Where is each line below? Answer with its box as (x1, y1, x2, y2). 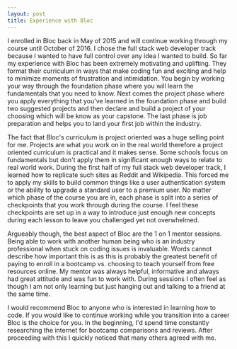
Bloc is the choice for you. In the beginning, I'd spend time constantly (7, 318, 209, 326)
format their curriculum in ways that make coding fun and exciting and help (7, 67, 226, 75)
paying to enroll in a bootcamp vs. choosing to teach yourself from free (7, 259, 215, 268)
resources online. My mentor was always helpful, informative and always (7, 267, 219, 275)
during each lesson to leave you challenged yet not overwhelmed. (7, 215, 200, 224)
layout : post (7, 10, 46, 18)
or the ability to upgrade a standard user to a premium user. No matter (7, 185, 212, 194)
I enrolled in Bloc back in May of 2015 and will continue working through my (7, 36, 228, 45)
